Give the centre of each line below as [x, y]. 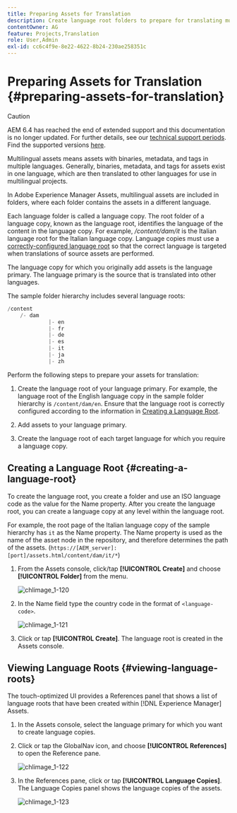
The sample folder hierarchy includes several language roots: [96, 296]
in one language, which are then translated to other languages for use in [112, 173]
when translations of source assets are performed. [81, 253]
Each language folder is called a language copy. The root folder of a [106, 215]
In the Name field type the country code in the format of [99, 603]
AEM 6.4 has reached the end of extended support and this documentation [116, 130]
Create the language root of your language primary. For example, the [117, 388]
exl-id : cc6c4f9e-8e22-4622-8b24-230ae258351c [77, 47]
